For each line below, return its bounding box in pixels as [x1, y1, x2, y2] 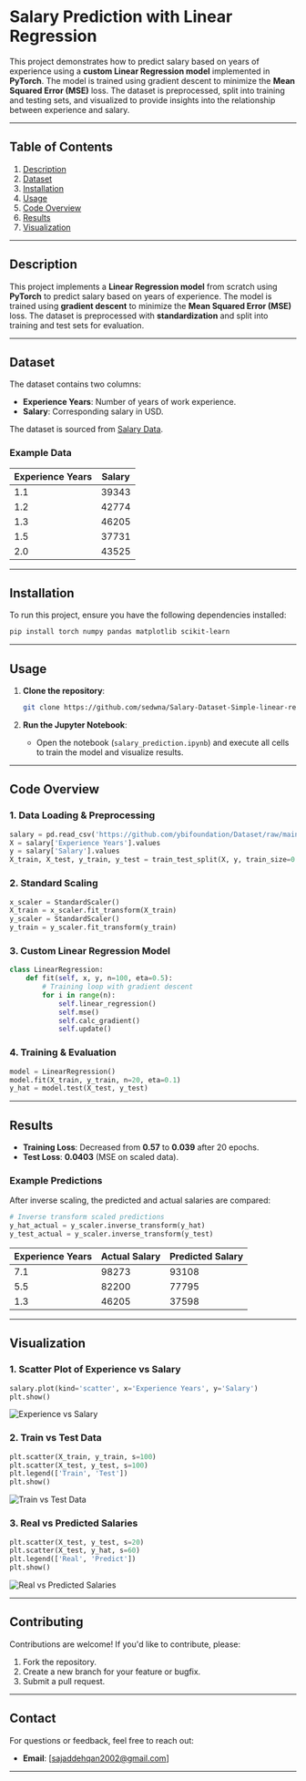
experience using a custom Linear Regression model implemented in [9, 66, 270, 77]
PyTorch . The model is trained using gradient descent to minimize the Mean [9, 75, 296, 86]
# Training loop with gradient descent [42, 982, 194, 991]
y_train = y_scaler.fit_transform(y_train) [9, 923, 178, 932]
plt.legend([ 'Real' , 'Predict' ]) [9, 1555, 137, 1564]
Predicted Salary [169, 1249, 244, 1262]
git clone [22, 703, 61, 712]
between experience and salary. [9, 104, 130, 115]
